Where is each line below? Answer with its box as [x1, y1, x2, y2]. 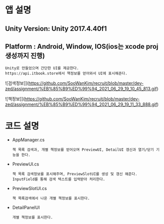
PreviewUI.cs [12, 161, 39, 167]
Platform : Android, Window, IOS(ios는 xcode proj [5, 42, 159, 51]
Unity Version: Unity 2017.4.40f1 [5, 24, 107, 32]
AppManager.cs [12, 137, 45, 143]
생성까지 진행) [5, 51, 45, 60]
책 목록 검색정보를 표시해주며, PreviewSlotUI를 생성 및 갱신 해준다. [12, 172, 138, 177]
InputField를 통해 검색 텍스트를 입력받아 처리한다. [12, 177, 105, 182]
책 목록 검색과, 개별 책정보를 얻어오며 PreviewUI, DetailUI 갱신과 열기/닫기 [12, 147, 154, 153]
